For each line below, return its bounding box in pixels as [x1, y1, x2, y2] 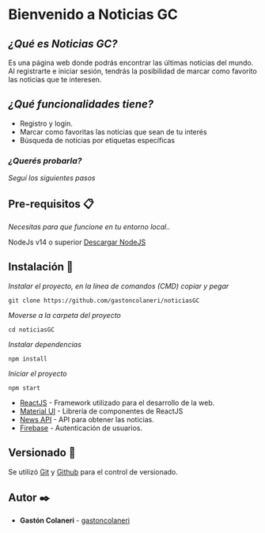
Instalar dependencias [8, 339, 81, 349]
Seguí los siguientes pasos [8, 173, 96, 183]
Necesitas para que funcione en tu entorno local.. [8, 221, 171, 231]
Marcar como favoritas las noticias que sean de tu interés [19, 127, 207, 136]
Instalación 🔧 [8, 260, 74, 274]
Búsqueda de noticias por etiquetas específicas [19, 135, 176, 145]
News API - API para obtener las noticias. [19, 414, 154, 424]
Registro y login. [19, 119, 73, 128]
